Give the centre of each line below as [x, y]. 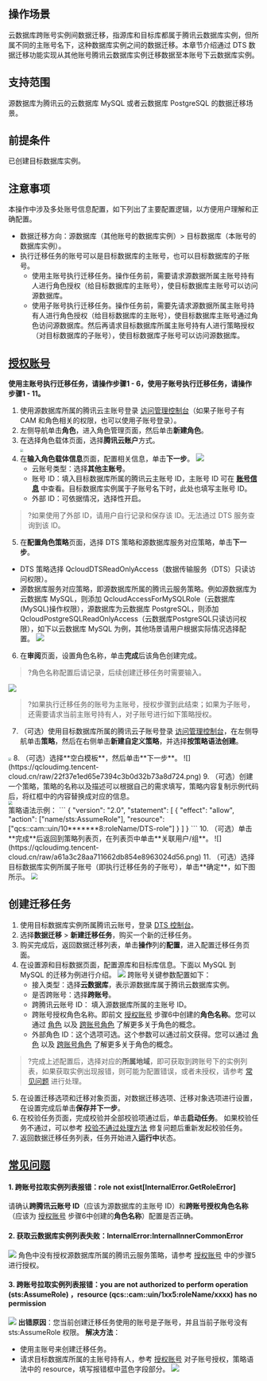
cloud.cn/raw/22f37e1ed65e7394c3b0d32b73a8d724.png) [105, 776]
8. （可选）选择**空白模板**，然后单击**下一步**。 [97, 758]
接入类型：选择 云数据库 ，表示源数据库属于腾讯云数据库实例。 [133, 984]
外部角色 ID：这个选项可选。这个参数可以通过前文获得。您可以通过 [141, 1034]
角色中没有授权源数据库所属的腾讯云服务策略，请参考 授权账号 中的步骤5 [137, 1255]
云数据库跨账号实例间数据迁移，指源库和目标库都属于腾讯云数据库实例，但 [130, 35]
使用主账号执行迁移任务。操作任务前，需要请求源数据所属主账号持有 [143, 276]
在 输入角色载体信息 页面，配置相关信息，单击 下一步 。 [107, 459]
